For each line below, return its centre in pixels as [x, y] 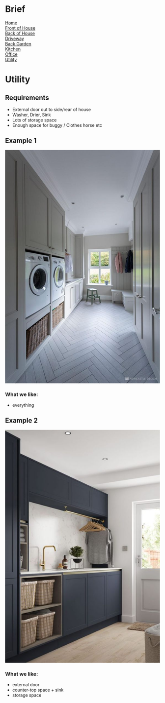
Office [12, 54]
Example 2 [21, 421]
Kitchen [13, 49]
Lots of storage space [34, 120]
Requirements [27, 98]
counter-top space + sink [38, 690]
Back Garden [18, 43]
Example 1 [21, 141]
